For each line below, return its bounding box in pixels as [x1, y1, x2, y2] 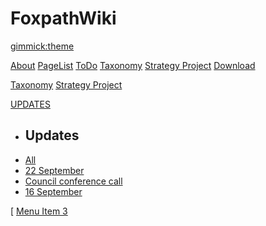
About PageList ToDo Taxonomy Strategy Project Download [10, 59, 256, 71]
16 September [24, 185, 83, 197]
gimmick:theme [10, 40, 75, 52]
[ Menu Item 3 [10, 205, 68, 217]
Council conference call [24, 175, 123, 187]
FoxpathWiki [10, 7, 117, 30]
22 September [24, 164, 85, 176]
